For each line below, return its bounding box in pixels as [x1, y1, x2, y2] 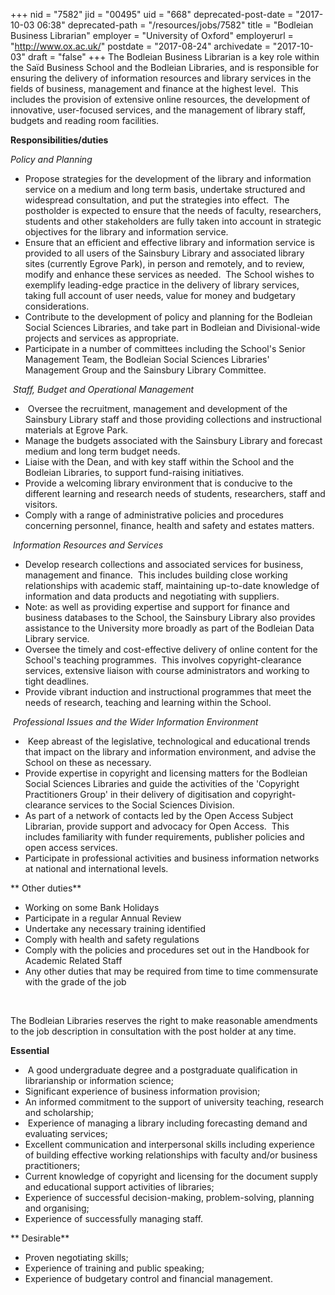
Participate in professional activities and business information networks [24, 852, 320, 864]
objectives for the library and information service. [24, 226, 229, 238]
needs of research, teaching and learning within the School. [24, 697, 272, 708]
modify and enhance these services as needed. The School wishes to [24, 269, 315, 280]
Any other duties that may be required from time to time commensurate [24, 965, 319, 977]
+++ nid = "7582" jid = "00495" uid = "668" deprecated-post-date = [10, 9, 294, 20]
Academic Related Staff [24, 955, 123, 966]
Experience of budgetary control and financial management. [24, 1273, 273, 1284]
